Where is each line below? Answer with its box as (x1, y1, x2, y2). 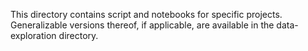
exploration (10, 30, 57, 41)
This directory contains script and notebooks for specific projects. (10, 9, 283, 20)
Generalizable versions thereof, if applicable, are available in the (10, 19, 275, 31)
